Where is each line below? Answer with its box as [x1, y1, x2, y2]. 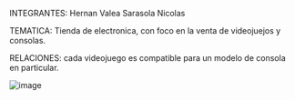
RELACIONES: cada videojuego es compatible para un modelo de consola [9, 53, 286, 63]
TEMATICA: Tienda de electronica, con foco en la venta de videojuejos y [9, 25, 281, 35]
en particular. [9, 63, 59, 73]
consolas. [9, 35, 46, 45]
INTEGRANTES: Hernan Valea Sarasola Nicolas [9, 8, 186, 18]
